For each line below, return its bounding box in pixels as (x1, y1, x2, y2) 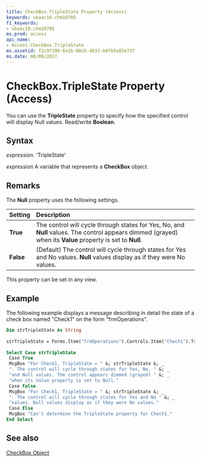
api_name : (6, 37, 31, 43)
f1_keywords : (6, 20, 39, 26)
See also (6, 433, 39, 443)
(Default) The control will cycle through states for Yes (35, 245, 187, 254)
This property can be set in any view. (6, 276, 98, 283)
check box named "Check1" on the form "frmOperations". (6, 316, 148, 323)
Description (35, 211, 71, 219)
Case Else (8, 406, 33, 412)
